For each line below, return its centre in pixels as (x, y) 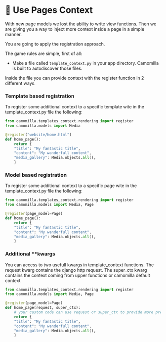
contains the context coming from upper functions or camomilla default (78, 275)
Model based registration (36, 175)
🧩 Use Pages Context (49, 10)
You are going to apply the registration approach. (55, 44)
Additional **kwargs (30, 254)
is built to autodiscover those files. (47, 68)
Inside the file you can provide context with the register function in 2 (75, 78)
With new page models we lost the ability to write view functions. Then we (81, 24)
